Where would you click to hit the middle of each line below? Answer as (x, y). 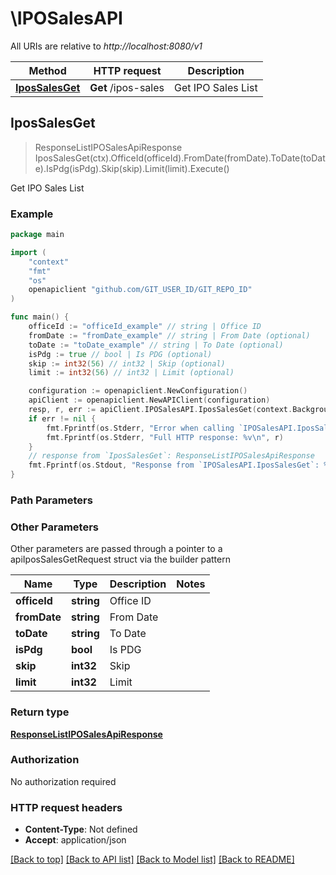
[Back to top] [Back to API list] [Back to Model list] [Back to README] (152, 859)
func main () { (40, 317)
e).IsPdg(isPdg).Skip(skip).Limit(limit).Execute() (132, 168)
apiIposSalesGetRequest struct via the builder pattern (120, 559)
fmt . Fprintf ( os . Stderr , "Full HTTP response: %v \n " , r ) (165, 437)
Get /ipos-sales (127, 87)
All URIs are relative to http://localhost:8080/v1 (106, 46)
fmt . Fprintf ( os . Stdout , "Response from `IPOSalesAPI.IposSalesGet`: (174, 465)
